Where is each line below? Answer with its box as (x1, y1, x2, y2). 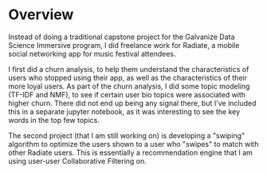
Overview (8, 6, 74, 24)
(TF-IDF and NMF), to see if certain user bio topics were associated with (8, 89, 245, 99)
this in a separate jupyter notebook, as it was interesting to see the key (8, 106, 241, 117)
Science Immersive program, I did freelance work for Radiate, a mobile (8, 40, 240, 49)
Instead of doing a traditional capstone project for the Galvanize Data (8, 32, 235, 42)
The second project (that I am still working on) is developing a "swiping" (8, 130, 245, 140)
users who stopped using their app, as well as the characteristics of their (8, 73, 247, 82)
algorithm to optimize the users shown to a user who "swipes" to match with (8, 139, 259, 148)
